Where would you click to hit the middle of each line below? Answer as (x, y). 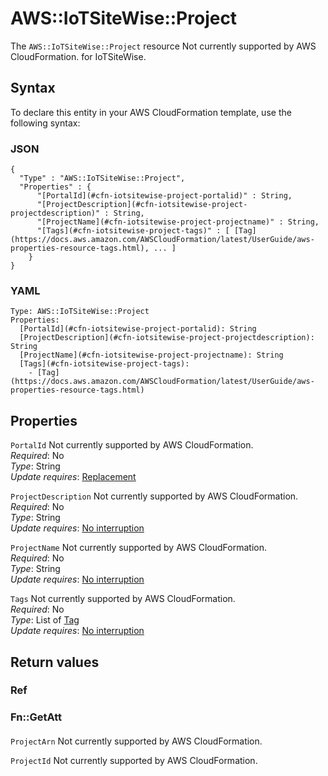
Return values (55, 662)
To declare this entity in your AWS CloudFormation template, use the (151, 112)
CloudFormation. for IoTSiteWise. (78, 56)
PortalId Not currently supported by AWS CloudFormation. (132, 445)
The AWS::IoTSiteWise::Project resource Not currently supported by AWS (163, 46)
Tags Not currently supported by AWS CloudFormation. (123, 599)
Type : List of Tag (45, 620)
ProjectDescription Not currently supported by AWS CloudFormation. (154, 496)
